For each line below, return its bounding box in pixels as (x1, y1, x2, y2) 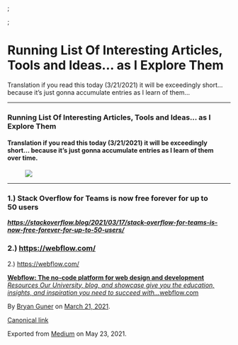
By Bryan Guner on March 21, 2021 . (7, 302, 111, 310)
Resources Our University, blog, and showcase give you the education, (7, 281, 215, 289)
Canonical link (7, 315, 49, 324)
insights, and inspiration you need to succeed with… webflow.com (7, 288, 199, 297)
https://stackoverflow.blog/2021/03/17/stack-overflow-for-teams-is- (7, 218, 218, 227)
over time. (7, 153, 38, 163)
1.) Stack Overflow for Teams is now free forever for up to (7, 193, 208, 203)
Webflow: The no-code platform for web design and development (7, 273, 204, 281)
